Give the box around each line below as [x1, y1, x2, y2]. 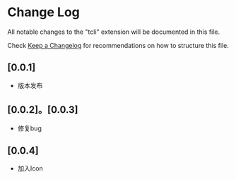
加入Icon [17, 164, 44, 173]
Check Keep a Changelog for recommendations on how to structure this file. [7, 41, 230, 49]
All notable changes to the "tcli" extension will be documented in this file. [7, 27, 220, 36]
